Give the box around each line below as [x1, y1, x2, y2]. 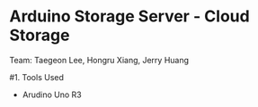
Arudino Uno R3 [22, 89, 83, 100]
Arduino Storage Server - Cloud [9, 6, 250, 27]
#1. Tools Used [9, 71, 65, 82]
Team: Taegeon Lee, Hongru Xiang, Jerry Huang [9, 54, 190, 65]
